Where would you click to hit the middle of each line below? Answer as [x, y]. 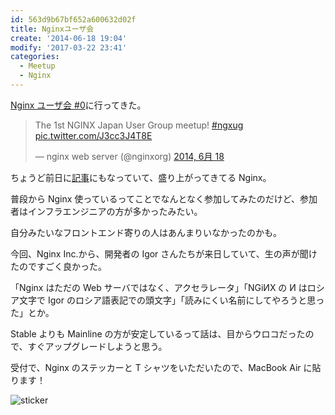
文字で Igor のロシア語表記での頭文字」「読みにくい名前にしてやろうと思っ [171, 300]
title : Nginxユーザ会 [52, 29]
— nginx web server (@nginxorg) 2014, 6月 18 [129, 156]
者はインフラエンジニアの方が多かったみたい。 [106, 211]
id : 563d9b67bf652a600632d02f [73, 19]
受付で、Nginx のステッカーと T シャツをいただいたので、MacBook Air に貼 [166, 367]
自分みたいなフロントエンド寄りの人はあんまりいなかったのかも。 [146, 232]
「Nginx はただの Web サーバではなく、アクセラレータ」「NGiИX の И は [159, 287]
